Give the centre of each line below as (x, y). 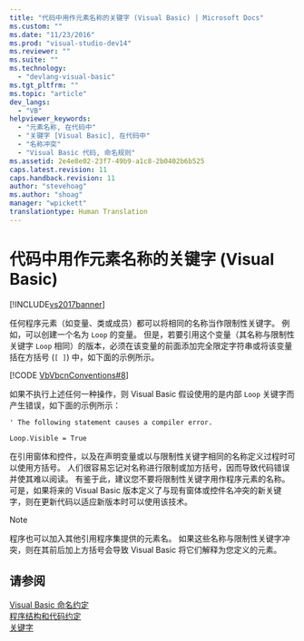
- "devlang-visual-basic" (67, 77)
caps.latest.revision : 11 (58, 170)
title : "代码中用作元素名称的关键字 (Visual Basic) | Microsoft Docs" (137, 18)
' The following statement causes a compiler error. (111, 422)
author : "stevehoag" (49, 187)
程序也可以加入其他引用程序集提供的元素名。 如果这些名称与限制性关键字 (146, 538)
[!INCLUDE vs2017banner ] (58, 304)
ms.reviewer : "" (40, 52)
